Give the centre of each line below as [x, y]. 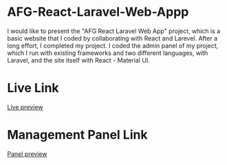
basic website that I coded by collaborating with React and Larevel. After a [112, 38]
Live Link [33, 88]
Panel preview [27, 154]
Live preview [25, 107]
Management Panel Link [77, 135]
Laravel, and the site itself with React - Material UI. [78, 60]
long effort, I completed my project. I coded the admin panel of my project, [113, 45]
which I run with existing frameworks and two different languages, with [108, 53]
